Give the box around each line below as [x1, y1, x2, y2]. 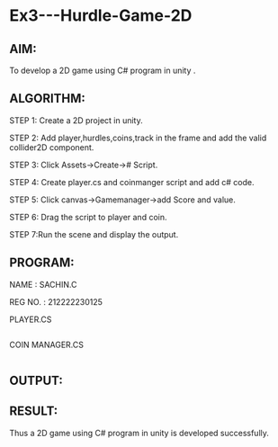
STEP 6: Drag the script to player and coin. [9, 211, 167, 222]
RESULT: [9, 404, 58, 419]
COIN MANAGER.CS [9, 339, 84, 350]
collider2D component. [9, 141, 94, 153]
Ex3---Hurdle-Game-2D [9, 5, 193, 26]
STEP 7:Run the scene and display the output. [9, 228, 179, 239]
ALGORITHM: [9, 91, 85, 106]
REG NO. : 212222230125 [9, 296, 103, 307]
